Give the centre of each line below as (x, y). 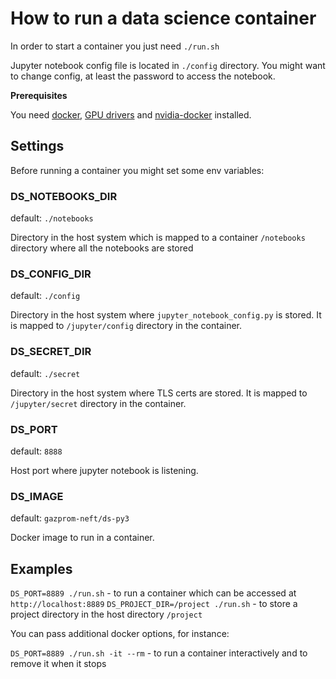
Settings (37, 146)
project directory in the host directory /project (106, 614)
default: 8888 (36, 451)
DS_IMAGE (37, 496)
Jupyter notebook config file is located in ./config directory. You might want (168, 65)
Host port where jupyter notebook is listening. (104, 470)
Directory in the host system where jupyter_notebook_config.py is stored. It (166, 315)
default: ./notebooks (52, 218)
